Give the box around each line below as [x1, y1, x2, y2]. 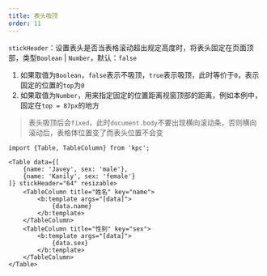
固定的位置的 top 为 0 [19, 80, 85, 90]
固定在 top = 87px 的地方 [19, 100, 100, 110]
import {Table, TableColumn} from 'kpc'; [8, 143, 150, 152]
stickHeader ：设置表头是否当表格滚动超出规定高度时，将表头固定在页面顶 [8, 42, 254, 53]
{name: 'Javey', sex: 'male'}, [23, 165, 129, 173]
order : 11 [8, 19, 42, 28]
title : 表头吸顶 [8, 11, 58, 20]
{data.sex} [51, 239, 89, 247]
